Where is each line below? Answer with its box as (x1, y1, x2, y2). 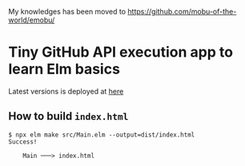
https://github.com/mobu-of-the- (127, 7, 237, 16)
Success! (8, 137, 38, 146)
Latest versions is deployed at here (8, 86, 124, 96)
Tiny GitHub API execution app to (8, 43, 234, 61)
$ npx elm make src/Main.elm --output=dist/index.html (8, 131, 195, 139)
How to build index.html (8, 109, 129, 123)
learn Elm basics (8, 60, 120, 78)
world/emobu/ (8, 15, 55, 25)
